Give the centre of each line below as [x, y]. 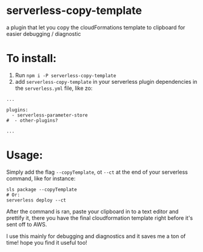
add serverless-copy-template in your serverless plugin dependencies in [106, 81]
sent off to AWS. [27, 224]
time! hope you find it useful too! [47, 242]
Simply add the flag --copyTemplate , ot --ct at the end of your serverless [97, 172]
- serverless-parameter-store [50, 115]
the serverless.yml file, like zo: [54, 88]
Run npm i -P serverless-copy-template [65, 75]
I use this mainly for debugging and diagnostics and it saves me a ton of [96, 236]
